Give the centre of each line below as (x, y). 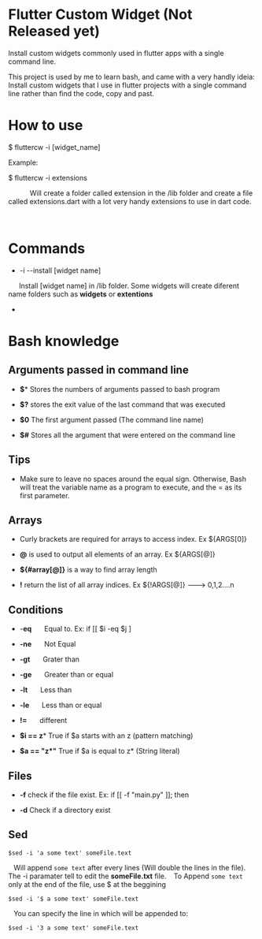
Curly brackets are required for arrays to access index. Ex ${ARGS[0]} (133, 539)
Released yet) (54, 31)
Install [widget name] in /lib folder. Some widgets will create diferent (129, 285)
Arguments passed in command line (98, 370)
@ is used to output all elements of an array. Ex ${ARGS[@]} (118, 554)
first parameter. (44, 495)
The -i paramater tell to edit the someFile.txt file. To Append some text (125, 876)
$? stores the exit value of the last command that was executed (122, 404)
